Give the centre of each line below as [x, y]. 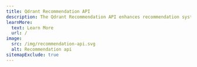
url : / [19, 33]
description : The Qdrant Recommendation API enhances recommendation [93, 17]
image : [14, 38]
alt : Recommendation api [42, 50]
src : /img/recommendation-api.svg [53, 44]
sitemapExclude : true [33, 55]
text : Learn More [33, 28]
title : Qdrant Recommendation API [48, 11]
